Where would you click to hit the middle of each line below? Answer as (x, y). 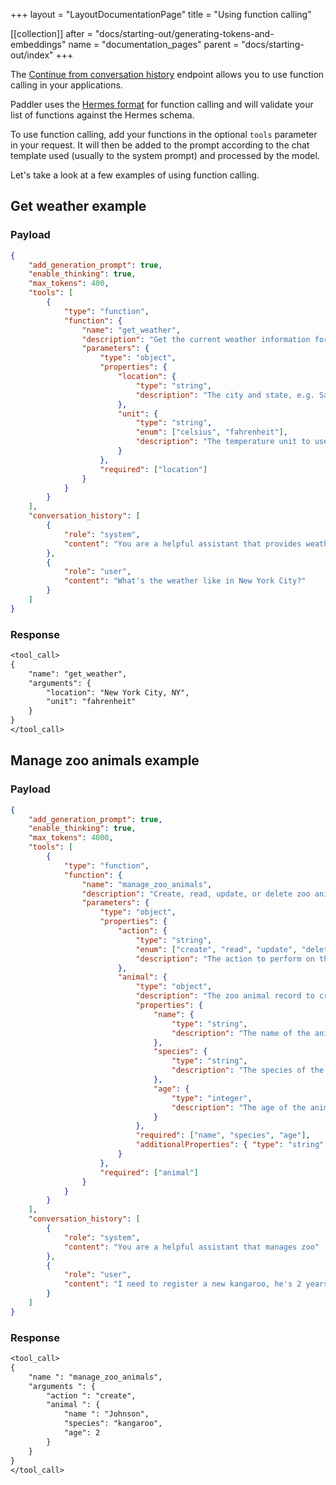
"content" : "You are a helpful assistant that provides (182, 544)
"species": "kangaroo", (113, 1424)
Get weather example (78, 206)
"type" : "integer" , (212, 1098)
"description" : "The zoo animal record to (225, 996)
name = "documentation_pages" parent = (154, 44)
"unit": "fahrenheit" (91, 702)
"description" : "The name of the (241, 1033)
